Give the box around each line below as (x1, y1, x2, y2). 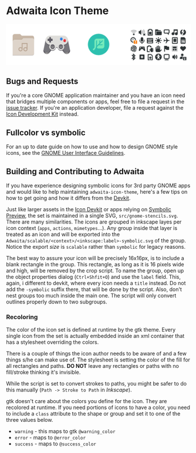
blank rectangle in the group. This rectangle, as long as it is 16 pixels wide (6, 261, 184, 268)
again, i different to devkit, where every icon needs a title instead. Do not (6, 280, 186, 287)
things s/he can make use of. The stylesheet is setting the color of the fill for (6, 356, 191, 363)
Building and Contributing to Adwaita (6, 166, 145, 177)
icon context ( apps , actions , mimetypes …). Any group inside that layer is (6, 225, 178, 232)
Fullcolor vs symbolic (6, 127, 86, 137)
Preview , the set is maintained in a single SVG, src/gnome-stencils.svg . (6, 212, 178, 219)
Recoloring (6, 313, 38, 321)
